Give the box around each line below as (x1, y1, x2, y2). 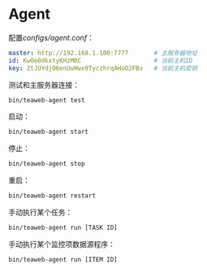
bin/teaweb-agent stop (8, 160, 85, 168)
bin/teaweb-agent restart (8, 192, 96, 200)
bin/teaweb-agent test (8, 96, 85, 104)
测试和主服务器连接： (8, 80, 80, 89)
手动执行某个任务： (8, 208, 73, 218)
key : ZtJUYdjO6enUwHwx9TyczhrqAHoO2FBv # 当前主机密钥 (8, 64, 198, 72)
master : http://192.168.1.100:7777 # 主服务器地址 (8, 49, 198, 57)
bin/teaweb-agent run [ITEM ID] (8, 255, 118, 264)
